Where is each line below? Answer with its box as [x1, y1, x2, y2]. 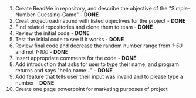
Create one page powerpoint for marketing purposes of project [15, 86, 168, 92]
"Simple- [168, 5, 190, 12]
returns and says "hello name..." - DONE [15, 67, 113, 73]
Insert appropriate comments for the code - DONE [15, 55, 137, 61]
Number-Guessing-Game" [15, 11, 79, 18]
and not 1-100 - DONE [15, 48, 69, 55]
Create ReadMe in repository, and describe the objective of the [15, 5, 168, 12]
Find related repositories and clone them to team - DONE [15, 23, 153, 30]
